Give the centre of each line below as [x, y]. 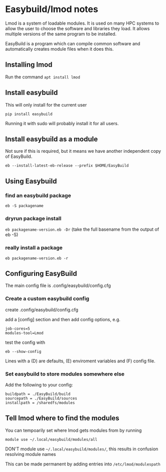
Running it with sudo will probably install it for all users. [62, 123]
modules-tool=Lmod [24, 333]
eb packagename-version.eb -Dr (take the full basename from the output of [82, 229]
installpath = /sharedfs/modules [40, 403]
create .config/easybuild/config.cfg [42, 310]
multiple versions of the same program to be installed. [61, 34]
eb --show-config [23, 351]
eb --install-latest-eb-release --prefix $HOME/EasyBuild [67, 166]
